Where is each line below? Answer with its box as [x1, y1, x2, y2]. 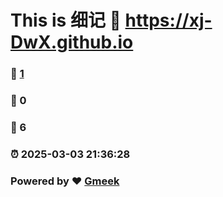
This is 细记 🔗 [10, 9, 122, 32]
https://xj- [124, 9, 213, 32]
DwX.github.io [10, 31, 134, 54]
